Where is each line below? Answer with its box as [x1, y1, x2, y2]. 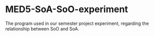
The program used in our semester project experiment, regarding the [5, 20, 149, 26]
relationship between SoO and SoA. [5, 25, 80, 31]
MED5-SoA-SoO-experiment [5, 4, 128, 15]
